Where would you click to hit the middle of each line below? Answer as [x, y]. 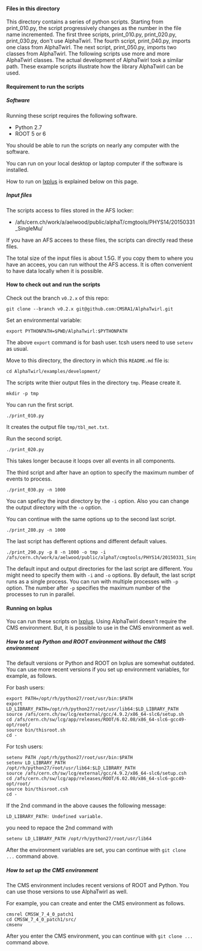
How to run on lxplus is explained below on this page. [72, 181]
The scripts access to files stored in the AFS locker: [70, 210]
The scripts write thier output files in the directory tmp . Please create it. [94, 383]
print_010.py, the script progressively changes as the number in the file [94, 28]
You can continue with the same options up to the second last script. [91, 519]
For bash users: [26, 688]
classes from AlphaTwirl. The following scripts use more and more [88, 54]
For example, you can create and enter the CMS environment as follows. [96, 903]
